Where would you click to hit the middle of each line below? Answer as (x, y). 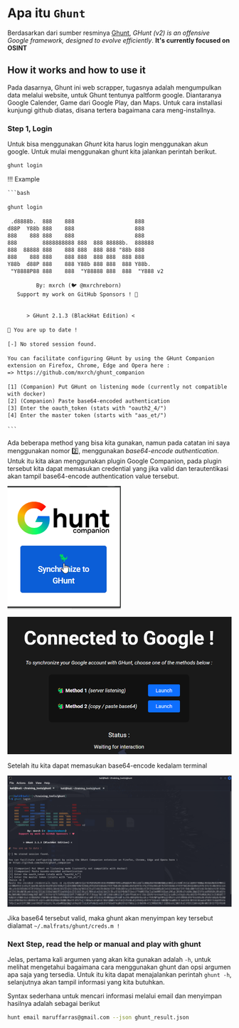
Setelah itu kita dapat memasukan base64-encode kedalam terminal (107, 765)
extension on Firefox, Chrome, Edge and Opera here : (89, 365)
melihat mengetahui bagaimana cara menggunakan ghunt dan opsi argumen (119, 967)
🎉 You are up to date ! (43, 330)
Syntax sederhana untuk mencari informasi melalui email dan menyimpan (115, 996)
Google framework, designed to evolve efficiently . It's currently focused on (118, 40)
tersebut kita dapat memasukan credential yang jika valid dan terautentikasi (118, 468)
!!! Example (24, 179)
